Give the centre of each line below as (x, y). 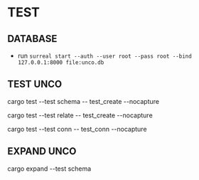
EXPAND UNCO (42, 151)
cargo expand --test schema (49, 169)
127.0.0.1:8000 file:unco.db (61, 63)
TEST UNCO (35, 84)
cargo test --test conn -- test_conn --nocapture (77, 129)
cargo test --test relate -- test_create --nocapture (80, 115)
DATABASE (32, 39)
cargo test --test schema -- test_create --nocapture (84, 101)
